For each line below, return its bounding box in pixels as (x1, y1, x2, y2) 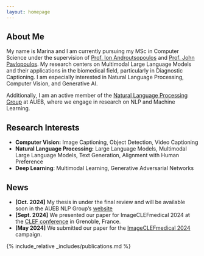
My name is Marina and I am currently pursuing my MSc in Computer (6, 48, 180, 55)
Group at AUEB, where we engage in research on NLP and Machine (6, 98, 175, 105)
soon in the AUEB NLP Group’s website (15, 205, 113, 212)
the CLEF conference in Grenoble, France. (15, 218, 121, 226)
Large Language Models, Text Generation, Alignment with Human (15, 152, 180, 159)
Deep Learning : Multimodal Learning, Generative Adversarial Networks (15, 165, 194, 172)
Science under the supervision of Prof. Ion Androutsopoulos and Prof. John (6, 54, 195, 62)
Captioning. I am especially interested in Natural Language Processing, (6, 74, 184, 81)
